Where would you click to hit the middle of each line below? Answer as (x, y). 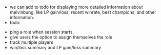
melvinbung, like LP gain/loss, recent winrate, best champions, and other (83, 12)
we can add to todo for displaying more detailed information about (76, 7)
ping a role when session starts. (42, 32)
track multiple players (31, 42)
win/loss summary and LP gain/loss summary (55, 47)
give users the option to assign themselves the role (61, 37)
